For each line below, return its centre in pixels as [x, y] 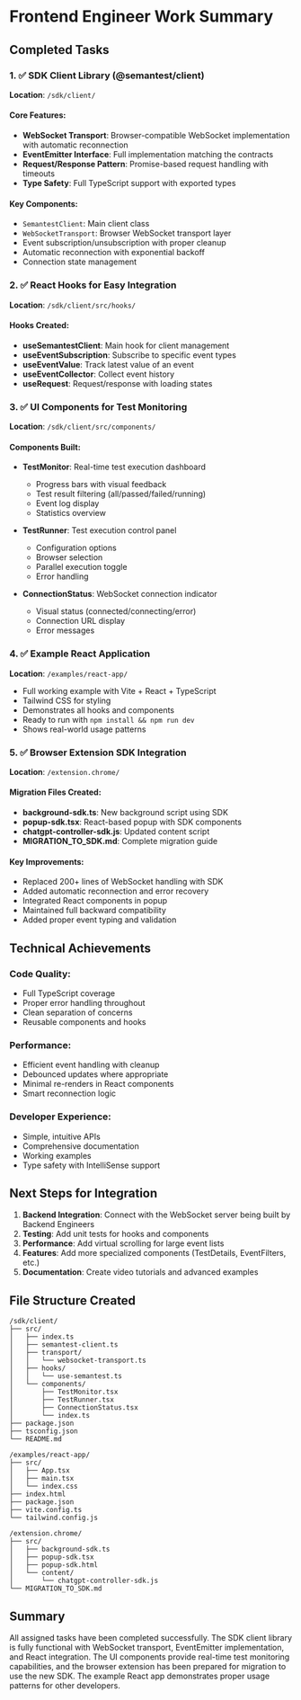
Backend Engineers [58, 1224]
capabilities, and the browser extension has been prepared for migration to [148, 1666]
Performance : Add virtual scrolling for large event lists [123, 1243]
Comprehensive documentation [80, 1146]
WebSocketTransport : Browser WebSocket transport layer [127, 233]
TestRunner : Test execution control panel [99, 530]
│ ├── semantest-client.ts [64, 1345]
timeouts [39, 174]
